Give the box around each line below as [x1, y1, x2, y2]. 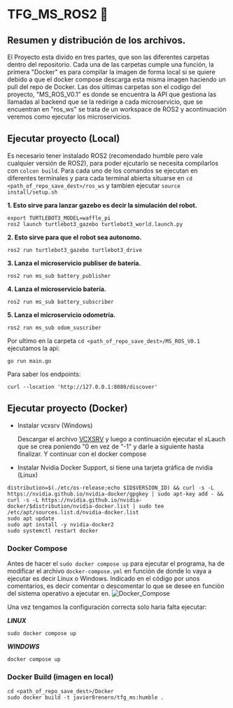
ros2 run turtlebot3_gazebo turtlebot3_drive [7, 246, 142, 253]
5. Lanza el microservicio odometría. [7, 310, 116, 319]
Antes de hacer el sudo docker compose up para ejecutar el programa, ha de [7, 559, 225, 568]
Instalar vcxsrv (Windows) [17, 421, 93, 429]
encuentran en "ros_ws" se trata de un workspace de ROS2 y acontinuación [7, 105, 227, 113]
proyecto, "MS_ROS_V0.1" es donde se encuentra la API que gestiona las [7, 91, 217, 98]
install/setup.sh [7, 189, 58, 196]
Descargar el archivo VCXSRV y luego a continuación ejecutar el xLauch [17, 434, 226, 443]
